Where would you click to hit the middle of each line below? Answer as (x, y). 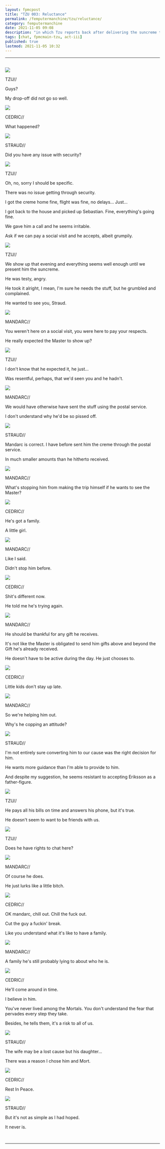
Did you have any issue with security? (43, 155)
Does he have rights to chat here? (39, 848)
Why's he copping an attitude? (36, 724)
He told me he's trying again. (34, 606)
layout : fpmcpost (23, 10)
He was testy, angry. (26, 278)
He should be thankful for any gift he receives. (52, 634)
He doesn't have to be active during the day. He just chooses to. (70, 658)
